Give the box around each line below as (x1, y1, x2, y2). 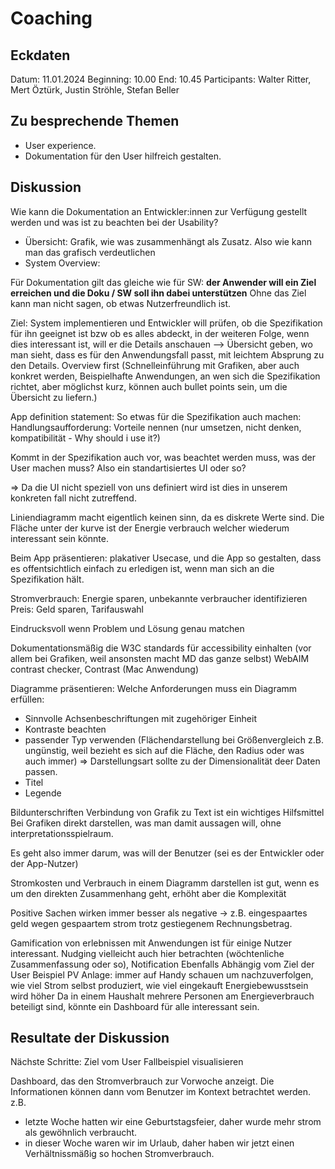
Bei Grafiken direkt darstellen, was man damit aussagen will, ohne (10, 817, 282, 829)
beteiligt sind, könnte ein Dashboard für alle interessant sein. (10, 1000, 260, 1012)
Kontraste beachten (24, 723, 107, 735)
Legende (24, 787, 62, 799)
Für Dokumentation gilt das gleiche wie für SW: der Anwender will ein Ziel (10, 276, 317, 288)
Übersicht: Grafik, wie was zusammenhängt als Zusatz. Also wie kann (24, 235, 312, 247)
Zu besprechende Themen (10, 113, 180, 130)
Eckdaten (10, 47, 71, 64)
